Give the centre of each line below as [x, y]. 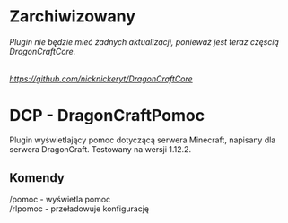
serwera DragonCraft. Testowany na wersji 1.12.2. [100, 150]
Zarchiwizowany [73, 17]
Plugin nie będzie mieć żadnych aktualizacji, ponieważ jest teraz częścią [144, 41]
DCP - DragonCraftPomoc [107, 115]
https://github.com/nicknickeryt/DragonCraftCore [101, 79]
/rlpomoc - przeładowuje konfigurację [79, 209]
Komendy [37, 178]
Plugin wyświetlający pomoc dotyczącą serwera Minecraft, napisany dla [143, 140]
